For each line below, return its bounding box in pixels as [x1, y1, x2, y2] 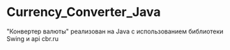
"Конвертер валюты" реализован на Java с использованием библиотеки [6, 27, 224, 35]
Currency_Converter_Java [6, 4, 161, 20]
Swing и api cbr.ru [6, 34, 59, 42]
